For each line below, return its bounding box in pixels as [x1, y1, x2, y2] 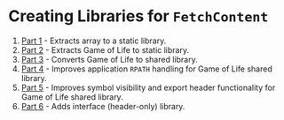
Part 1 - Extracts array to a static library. [20, 35, 167, 46]
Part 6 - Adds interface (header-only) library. [20, 101, 185, 111]
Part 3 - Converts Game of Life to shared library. [20, 54, 198, 64]
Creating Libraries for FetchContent [8, 6, 269, 26]
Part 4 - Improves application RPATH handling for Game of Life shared [20, 64, 272, 74]
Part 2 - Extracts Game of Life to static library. [20, 44, 190, 55]
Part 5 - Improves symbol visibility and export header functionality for [20, 82, 276, 93]
